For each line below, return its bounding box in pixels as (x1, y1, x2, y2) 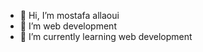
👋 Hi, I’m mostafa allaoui (19, 10, 120, 21)
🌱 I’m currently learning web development (19, 31, 193, 42)
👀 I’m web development (19, 20, 117, 32)
